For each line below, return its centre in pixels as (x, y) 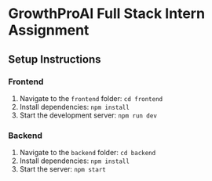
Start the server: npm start (62, 169)
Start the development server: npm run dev (88, 115)
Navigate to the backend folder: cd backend (88, 153)
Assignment (49, 30)
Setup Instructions (55, 59)
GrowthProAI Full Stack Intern (107, 14)
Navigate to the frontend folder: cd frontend (91, 98)
